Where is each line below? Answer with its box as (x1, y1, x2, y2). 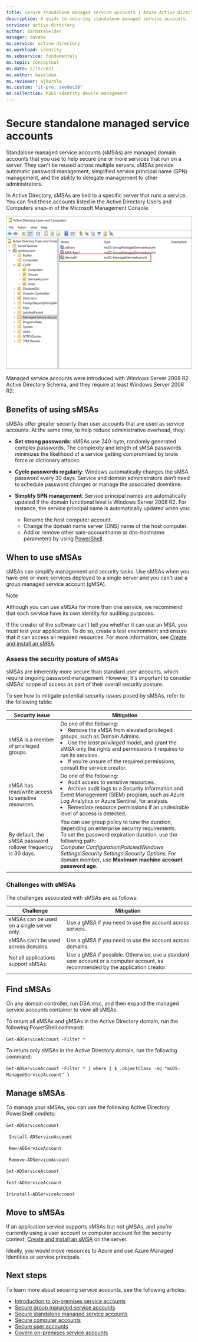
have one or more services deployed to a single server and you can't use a (6, 574, 187, 581)
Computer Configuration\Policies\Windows (60, 843, 164, 851)
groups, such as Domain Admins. (60, 733, 140, 740)
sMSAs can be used (8, 916, 57, 923)
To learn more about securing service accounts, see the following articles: (6, 1286, 187, 1293)
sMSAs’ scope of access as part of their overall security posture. (6, 680, 164, 688)
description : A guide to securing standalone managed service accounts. (6, 15, 189, 22)
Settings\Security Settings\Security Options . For (60, 850, 177, 857)
